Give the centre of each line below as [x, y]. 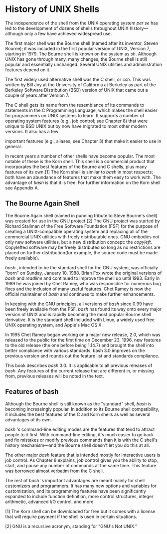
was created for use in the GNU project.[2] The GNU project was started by [83, 221]
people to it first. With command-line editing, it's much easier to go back [80, 434]
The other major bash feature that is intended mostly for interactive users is [83, 455]
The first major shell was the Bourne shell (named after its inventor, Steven [82, 43]
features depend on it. [28, 70]
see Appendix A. [22, 187]
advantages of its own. [29, 419]
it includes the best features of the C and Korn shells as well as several [78, 414]
